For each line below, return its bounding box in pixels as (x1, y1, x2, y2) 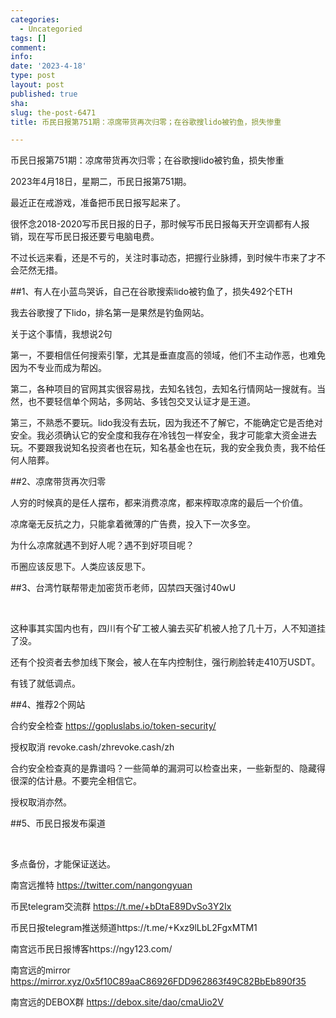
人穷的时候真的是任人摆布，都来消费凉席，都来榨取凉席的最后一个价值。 (10, 497, 308, 509)
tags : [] (10, 33, 47, 43)
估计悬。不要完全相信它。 (36, 775, 142, 787)
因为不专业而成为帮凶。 (10, 362, 107, 374)
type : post (10, 71, 56, 81)
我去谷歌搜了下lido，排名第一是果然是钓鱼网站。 (10, 307, 210, 319)
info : (10, 52, 33, 62)
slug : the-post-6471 (10, 107, 97, 118)
